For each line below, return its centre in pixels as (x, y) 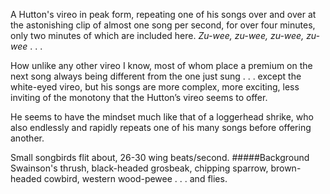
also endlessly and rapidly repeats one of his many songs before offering (161, 127)
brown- (286, 168)
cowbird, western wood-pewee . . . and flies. (135, 178)
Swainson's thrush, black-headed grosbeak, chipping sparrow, (139, 168)
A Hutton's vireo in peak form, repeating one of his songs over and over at (163, 14)
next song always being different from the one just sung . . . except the (156, 76)
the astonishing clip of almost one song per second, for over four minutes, (163, 25)
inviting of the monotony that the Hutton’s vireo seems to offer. (139, 97)
